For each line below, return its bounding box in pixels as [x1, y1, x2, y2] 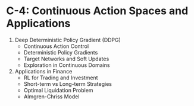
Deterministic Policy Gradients [23, 49, 98, 56]
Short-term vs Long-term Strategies [23, 80, 112, 87]
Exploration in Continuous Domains [23, 61, 110, 69]
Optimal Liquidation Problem [23, 86, 93, 94]
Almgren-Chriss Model [23, 93, 80, 100]
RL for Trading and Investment [23, 74, 98, 81]
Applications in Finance [14, 68, 73, 75]
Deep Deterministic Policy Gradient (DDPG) [14, 36, 121, 43]
